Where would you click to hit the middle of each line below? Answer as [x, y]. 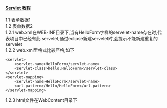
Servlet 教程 [18, 8]
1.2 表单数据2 [19, 26]
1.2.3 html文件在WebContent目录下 [41, 100]
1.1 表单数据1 [18, 20]
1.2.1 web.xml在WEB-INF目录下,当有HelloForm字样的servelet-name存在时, [81, 32]
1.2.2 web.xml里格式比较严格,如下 [40, 50]
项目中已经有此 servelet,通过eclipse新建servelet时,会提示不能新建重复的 [83, 39]
